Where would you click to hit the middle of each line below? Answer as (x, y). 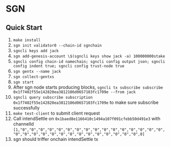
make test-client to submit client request (56, 113)
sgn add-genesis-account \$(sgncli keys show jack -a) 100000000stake (89, 56)
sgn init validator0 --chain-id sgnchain (57, 46)
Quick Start (24, 28)
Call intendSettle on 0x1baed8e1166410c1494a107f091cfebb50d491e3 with (87, 119)
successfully (26, 108)
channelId (24, 124)
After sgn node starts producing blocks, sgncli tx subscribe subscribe (88, 87)
